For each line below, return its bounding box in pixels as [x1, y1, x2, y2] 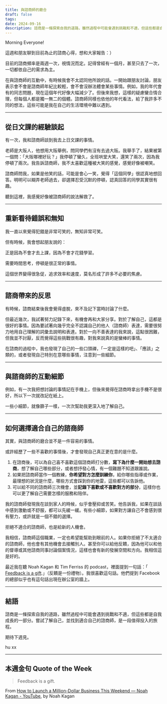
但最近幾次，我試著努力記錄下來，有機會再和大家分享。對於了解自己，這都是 [5, 316, 162, 322]
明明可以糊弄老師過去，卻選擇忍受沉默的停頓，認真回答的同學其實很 [13, 176, 153, 182]
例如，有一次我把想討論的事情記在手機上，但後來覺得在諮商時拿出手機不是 [5, 387, 158, 393]
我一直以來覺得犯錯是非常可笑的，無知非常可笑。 [5, 228, 105, 234]
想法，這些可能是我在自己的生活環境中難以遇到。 [13, 102, 114, 108]
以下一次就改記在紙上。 [18, 393, 66, 399]
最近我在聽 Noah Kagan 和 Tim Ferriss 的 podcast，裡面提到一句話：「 [5, 564, 148, 570]
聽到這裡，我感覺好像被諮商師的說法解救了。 [5, 193, 97, 199]
